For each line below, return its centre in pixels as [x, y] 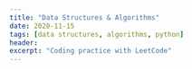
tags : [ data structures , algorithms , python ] [96, 34]
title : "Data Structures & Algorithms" [85, 17]
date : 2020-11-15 [42, 26]
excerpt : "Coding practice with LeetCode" [91, 51]
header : [24, 43]
